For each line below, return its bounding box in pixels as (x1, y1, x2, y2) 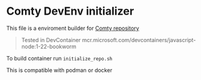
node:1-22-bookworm (21, 43, 76, 50)
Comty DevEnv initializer (6, 4, 134, 18)
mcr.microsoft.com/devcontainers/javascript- (82, 36, 196, 43)
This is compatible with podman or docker (6, 66, 112, 74)
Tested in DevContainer (21, 36, 81, 43)
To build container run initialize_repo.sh (6, 54, 113, 62)
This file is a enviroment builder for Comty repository (6, 24, 139, 32)
